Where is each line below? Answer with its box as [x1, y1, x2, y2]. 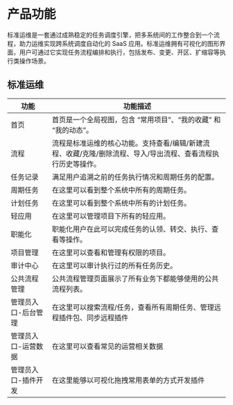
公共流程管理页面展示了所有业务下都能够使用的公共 [51, 274, 219, 283]
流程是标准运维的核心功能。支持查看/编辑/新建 [51, 138, 203, 148]
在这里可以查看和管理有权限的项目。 [51, 247, 171, 257]
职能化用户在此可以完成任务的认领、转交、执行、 [51, 224, 212, 233]
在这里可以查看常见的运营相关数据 [51, 341, 164, 351]
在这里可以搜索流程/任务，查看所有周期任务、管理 [51, 302, 215, 312]
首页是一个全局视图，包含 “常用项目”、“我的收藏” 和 [51, 115, 221, 124]
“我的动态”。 [51, 125, 94, 135]
